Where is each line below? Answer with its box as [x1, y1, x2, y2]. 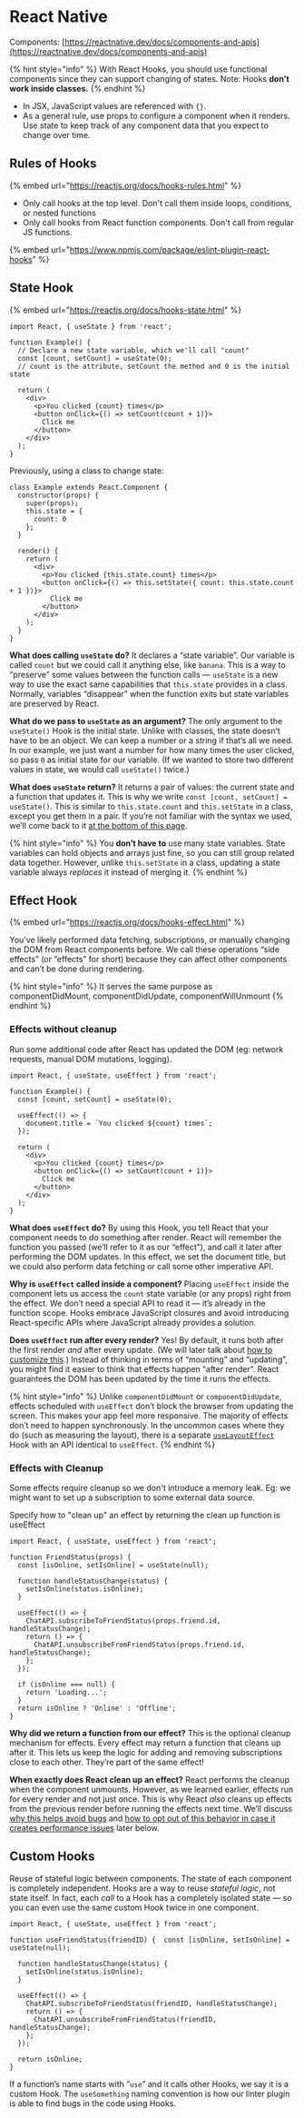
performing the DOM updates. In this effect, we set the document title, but [9, 1251, 287, 1262]
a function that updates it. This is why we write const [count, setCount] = [9, 791, 288, 801]
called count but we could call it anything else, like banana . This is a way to [9, 659, 286, 670]
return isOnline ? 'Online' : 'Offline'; [17, 1704, 177, 1713]
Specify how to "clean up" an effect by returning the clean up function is [9, 1509, 280, 1520]
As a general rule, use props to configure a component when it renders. [22, 110, 290, 121]
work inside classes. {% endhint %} [9, 83, 146, 94]
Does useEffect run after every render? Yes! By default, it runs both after [9, 1334, 284, 1346]
